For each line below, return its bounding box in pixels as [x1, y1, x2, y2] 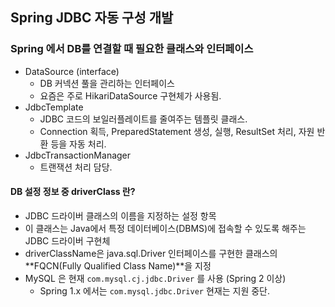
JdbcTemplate [24, 101, 84, 113]
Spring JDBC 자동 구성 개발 [10, 9, 174, 27]
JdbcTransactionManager [24, 149, 132, 161]
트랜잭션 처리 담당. [39, 161, 113, 173]
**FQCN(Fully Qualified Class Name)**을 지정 [24, 259, 212, 272]
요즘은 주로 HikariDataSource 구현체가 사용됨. [39, 89, 222, 102]
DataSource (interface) [24, 65, 120, 77]
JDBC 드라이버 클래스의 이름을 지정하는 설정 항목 [24, 209, 217, 222]
